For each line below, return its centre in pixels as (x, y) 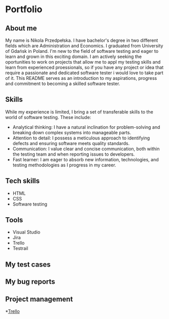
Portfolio (24, 9)
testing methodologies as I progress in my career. (64, 165)
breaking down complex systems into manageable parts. (72, 132)
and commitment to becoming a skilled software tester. (63, 83)
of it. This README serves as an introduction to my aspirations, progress (81, 78)
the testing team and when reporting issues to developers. (74, 154)
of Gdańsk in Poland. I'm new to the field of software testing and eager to (82, 51)
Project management (39, 299)
